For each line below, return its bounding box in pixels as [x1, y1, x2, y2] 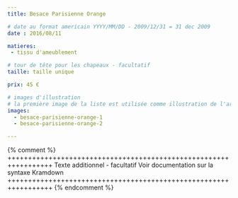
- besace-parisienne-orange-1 [13, 114, 103, 121]
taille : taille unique [7, 69, 74, 76]
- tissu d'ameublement [10, 49, 78, 57]
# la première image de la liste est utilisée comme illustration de [7, 100, 217, 107]
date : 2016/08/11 [7, 30, 62, 37]
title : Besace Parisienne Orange [7, 10, 106, 18]
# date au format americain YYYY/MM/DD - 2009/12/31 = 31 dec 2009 [7, 23, 211, 30]
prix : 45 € [7, 81, 40, 88]
